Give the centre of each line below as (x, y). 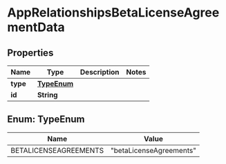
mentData (36, 27)
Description (100, 72)
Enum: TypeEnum (46, 120)
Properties (30, 53)
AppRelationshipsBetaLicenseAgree (113, 13)
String (47, 95)
